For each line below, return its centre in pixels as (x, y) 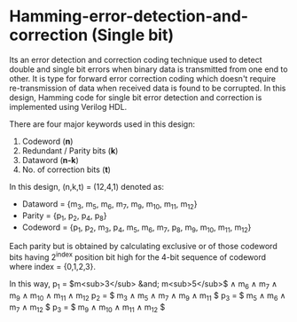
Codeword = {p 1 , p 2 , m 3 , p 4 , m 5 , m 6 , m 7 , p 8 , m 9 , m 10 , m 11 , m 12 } (137, 228)
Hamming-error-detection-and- (129, 16)
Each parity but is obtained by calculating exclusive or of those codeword (143, 247)
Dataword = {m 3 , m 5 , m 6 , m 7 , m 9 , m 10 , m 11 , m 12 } (109, 204)
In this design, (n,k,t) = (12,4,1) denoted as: (87, 186)
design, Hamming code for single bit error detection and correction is (136, 97)
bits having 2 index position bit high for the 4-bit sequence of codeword (138, 256)
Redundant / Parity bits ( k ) (70, 150)
